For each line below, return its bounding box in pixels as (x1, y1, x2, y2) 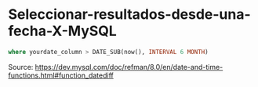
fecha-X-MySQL (8, 22, 118, 40)
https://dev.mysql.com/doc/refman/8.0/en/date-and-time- (35, 62, 223, 71)
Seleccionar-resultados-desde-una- (8, 5, 251, 24)
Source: (8, 62, 34, 71)
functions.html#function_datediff (8, 71, 114, 80)
